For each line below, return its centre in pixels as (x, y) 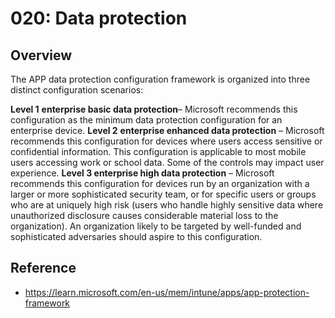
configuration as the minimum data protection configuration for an (146, 120)
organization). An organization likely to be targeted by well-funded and (156, 226)
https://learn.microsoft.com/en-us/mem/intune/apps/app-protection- (167, 292)
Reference (43, 268)
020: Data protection (99, 18)
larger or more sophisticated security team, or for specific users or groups (163, 194)
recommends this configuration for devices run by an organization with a (160, 183)
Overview (41, 55)
